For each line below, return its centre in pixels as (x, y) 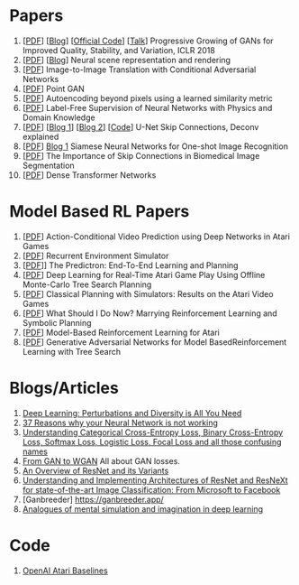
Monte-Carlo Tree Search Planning (87, 284)
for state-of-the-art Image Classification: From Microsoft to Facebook (151, 489)
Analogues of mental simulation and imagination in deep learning (143, 509)
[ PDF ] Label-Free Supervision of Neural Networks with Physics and (147, 107)
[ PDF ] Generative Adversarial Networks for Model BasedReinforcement (154, 342)
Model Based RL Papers (100, 212)
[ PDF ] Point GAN (54, 88)
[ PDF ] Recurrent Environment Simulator (95, 255)
